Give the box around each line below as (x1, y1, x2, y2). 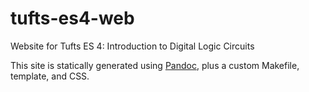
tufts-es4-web (10, 7, 135, 30)
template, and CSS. (10, 70, 90, 82)
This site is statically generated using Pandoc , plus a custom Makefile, (10, 59, 300, 71)
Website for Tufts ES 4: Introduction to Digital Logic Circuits (10, 40, 255, 52)
